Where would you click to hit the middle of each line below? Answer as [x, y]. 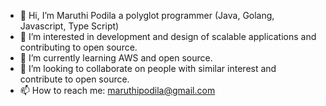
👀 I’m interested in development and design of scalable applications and [168, 36]
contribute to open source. [74, 79]
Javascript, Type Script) [69, 26]
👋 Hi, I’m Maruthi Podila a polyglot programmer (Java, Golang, [147, 15]
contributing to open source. [78, 47]
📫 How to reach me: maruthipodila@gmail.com [117, 90]
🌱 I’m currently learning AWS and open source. [116, 58]
